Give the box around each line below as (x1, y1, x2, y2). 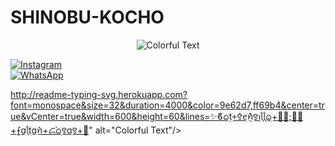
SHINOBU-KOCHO (10, 6, 165, 29)
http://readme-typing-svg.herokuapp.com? (10, 88, 188, 100)
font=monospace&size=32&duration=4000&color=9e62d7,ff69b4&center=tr (10, 99, 325, 111)
